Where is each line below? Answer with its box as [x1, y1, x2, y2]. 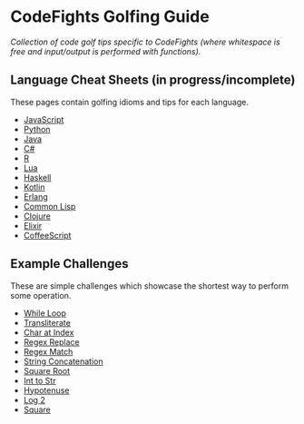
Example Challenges [10, 256, 129, 271]
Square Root [23, 365, 71, 376]
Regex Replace [23, 336, 80, 347]
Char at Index [23, 327, 74, 338]
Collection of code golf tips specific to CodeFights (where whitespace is [10, 36, 280, 47]
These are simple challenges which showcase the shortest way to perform [10, 280, 289, 291]
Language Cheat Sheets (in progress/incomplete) [10, 73, 296, 88]
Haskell [23, 172, 52, 182]
